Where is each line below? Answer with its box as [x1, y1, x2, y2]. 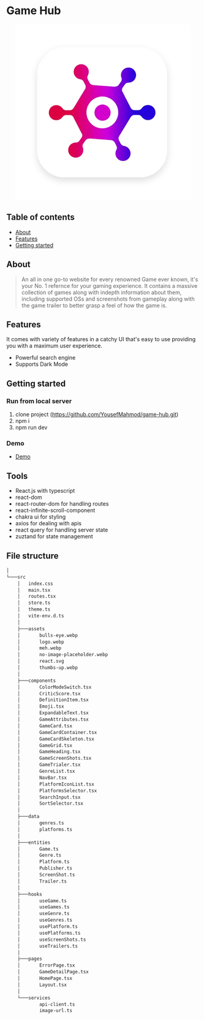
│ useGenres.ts [17, 917, 72, 924]
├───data [17, 814, 40, 820]
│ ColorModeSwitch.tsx [17, 684, 92, 690]
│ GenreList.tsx [17, 768, 75, 775]
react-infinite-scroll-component [15, 507, 96, 514]
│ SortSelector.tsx [17, 800, 84, 807]
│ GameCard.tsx [17, 722, 72, 729]
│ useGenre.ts [17, 911, 70, 917]
